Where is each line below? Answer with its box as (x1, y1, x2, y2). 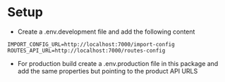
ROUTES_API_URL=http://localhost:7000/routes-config (7, 47, 166, 54)
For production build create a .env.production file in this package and (17, 59, 219, 67)
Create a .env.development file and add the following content (17, 27, 195, 36)
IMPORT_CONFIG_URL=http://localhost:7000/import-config (7, 41, 175, 48)
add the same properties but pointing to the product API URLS (17, 67, 198, 75)
